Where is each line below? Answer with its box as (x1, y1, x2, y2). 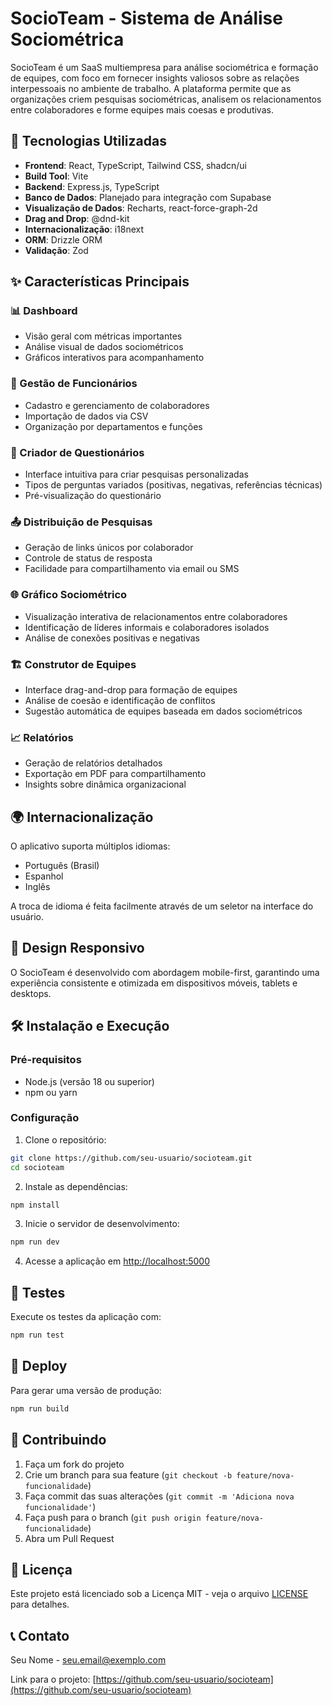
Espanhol (24, 870, 64, 882)
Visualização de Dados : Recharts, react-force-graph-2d (24, 202, 258, 214)
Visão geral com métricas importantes (24, 330, 183, 342)
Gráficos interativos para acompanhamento (24, 352, 205, 364)
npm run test (10, 1330, 65, 1341)
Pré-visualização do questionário (24, 490, 162, 502)
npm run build (10, 1403, 70, 1414)
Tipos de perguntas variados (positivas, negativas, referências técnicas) (24, 479, 323, 491)
